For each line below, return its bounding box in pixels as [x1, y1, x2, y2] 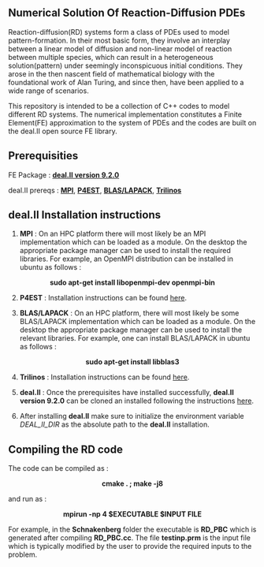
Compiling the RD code [8, 442, 124, 456]
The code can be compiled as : [8, 464, 109, 473]
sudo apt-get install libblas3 [85, 357, 180, 367]
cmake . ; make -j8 [101, 479, 164, 488]
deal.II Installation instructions [8, 208, 162, 222]
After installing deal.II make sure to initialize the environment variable [19, 412, 244, 421]
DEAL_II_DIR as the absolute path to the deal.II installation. [19, 420, 210, 429]
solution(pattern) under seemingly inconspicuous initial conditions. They [8, 61, 243, 70]
